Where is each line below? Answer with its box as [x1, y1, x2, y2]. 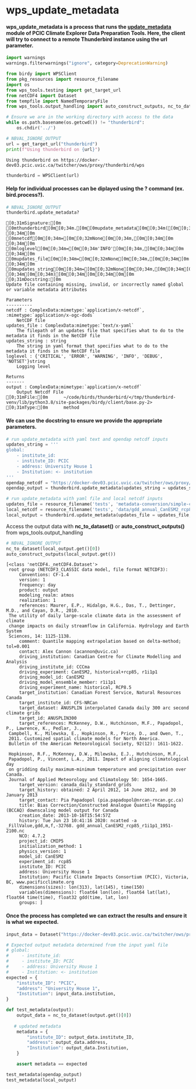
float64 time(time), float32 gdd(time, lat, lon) [6, 895, 129, 900]
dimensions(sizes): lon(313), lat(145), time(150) [19, 885, 145, 891]
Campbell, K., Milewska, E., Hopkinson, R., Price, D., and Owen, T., [8, 731, 184, 737]
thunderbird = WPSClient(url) [6, 172, 80, 179]
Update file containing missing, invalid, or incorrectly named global [6, 282, 184, 287]
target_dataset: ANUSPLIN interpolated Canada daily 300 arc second [19, 705, 190, 711]
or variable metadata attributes [6, 287, 87, 293]
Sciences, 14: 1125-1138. [8, 633, 72, 639]
